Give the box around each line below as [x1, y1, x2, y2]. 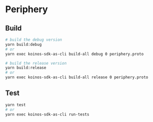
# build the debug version [5, 37, 62, 42]
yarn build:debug [5, 42, 42, 47]
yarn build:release [5, 65, 47, 71]
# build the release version [5, 60, 67, 66]
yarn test [5, 102, 26, 107]
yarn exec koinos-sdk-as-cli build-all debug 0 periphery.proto [5, 51, 144, 56]
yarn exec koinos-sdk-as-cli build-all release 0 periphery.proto [5, 75, 148, 80]
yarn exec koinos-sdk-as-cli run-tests [5, 112, 90, 117]
